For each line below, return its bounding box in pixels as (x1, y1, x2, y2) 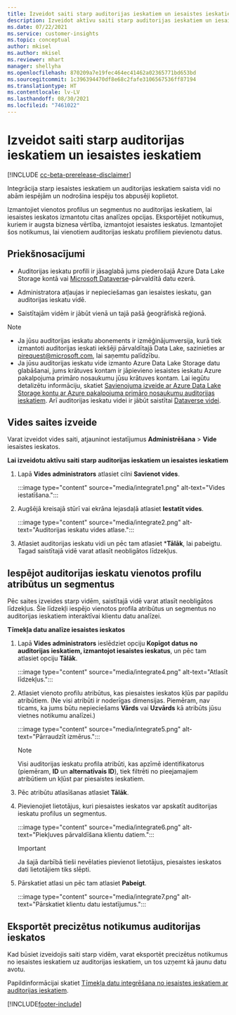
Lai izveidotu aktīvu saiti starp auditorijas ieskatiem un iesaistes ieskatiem (7, 456, 228, 465)
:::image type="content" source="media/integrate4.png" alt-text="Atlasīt (17, 668, 228, 676)
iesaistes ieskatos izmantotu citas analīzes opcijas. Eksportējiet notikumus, (7, 213, 224, 221)
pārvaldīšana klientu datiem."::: (65, 831, 155, 839)
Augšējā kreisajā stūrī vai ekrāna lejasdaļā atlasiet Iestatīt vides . (17, 505, 204, 513)
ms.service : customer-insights (7, 30, 99, 37)
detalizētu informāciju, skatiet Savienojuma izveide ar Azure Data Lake (17, 381, 221, 389)
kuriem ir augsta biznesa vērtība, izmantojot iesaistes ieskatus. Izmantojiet (7, 220, 223, 229)
